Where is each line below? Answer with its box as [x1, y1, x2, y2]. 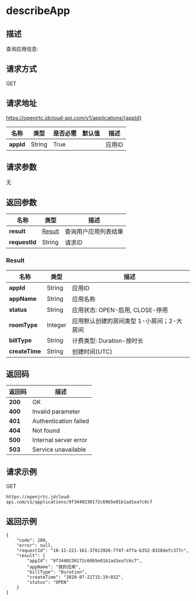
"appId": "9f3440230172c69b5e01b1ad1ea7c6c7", [27, 558, 142, 564]
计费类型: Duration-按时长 [72, 336, 144, 345]
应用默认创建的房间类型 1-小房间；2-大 [72, 317, 183, 325]
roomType [9, 321, 38, 329]
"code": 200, [16, 537, 48, 543]
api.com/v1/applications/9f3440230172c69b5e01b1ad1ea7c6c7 [6, 499, 153, 505]
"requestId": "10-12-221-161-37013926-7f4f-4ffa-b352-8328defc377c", [16, 547, 190, 553]
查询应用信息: [6, 46, 39, 52]
